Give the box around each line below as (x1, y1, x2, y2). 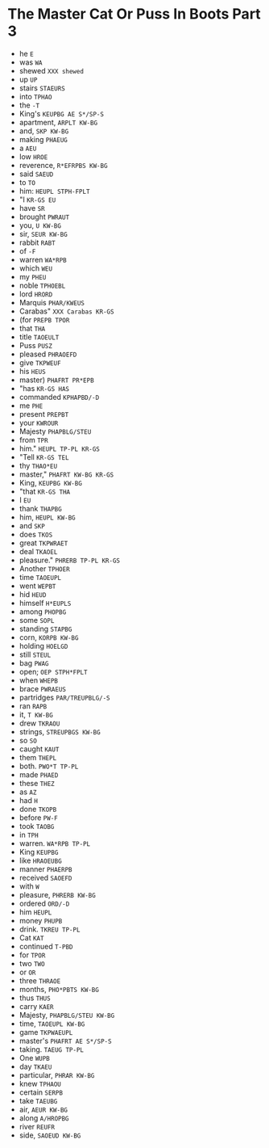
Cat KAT (19, 932, 44, 942)
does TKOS (19, 529, 53, 539)
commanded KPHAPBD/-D (19, 392, 100, 402)
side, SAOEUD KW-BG (19, 1130, 81, 1140)
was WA (19, 57, 43, 67)
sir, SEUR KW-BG (19, 229, 68, 238)
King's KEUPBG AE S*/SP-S (19, 108, 104, 118)
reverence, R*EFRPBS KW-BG (19, 160, 108, 170)
